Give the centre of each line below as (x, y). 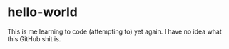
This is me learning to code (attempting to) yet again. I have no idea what (115, 31)
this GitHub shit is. (34, 38)
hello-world (43, 12)
